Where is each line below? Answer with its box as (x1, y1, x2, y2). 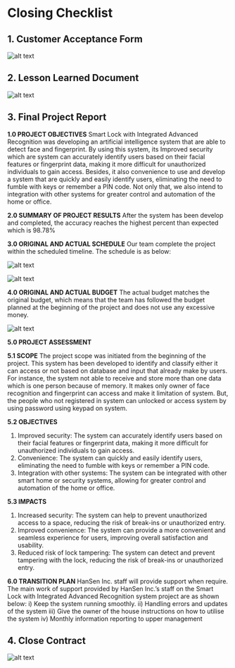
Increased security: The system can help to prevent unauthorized (17, 511, 208, 519)
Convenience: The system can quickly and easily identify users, (17, 453, 203, 462)
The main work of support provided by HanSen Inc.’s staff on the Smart (7, 584, 214, 593)
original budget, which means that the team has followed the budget (7, 295, 205, 304)
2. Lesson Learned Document (7, 72, 139, 84)
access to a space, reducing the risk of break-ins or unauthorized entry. (17, 518, 227, 526)
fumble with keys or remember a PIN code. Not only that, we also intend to (7, 182, 224, 191)
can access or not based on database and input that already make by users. (7, 366, 227, 375)
